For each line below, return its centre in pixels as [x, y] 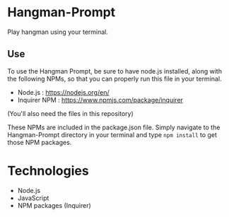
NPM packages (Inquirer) [54, 205]
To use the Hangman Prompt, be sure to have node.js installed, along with [115, 71]
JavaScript [33, 198]
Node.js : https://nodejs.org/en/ [63, 92]
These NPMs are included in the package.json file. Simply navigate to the [114, 127]
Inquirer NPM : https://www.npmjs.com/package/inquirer [100, 100]
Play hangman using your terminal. [58, 32]
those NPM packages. [40, 142]
